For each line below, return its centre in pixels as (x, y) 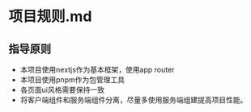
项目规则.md (50, 17)
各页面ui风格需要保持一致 (62, 90)
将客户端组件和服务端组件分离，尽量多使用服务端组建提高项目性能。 (134, 100)
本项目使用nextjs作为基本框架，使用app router (97, 70)
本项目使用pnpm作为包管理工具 (72, 80)
